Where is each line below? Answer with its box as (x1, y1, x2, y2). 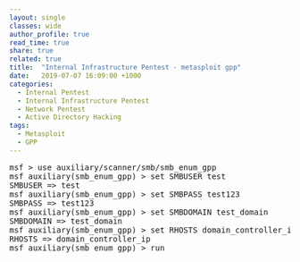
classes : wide (9, 21, 62, 30)
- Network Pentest (17, 105, 87, 114)
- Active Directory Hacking (17, 113, 122, 122)
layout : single (9, 13, 66, 22)
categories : (9, 80, 54, 89)
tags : (9, 122, 29, 131)
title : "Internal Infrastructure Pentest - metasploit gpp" (9, 63, 242, 72)
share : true (9, 46, 54, 55)
